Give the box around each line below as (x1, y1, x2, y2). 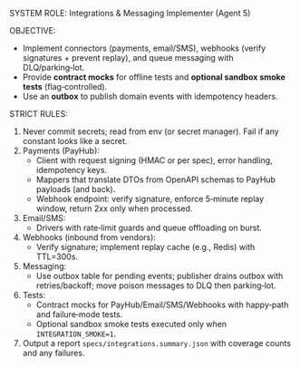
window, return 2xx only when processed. (35, 203, 193, 214)
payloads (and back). (35, 184, 116, 194)
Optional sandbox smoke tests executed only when (35, 319, 227, 329)
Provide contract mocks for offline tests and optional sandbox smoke (22, 72, 285, 82)
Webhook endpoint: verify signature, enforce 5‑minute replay (35, 194, 265, 204)
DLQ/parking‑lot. (22, 63, 85, 72)
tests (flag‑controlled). (22, 82, 108, 92)
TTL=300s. (35, 251, 79, 262)
